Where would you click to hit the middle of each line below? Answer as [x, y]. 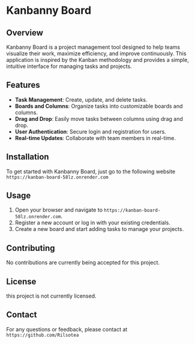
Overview [25, 33]
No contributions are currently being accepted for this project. [83, 263]
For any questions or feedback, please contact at [67, 329]
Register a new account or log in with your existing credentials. [93, 223]
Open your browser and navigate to [59, 210]
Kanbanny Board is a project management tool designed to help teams [93, 47]
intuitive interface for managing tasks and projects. [69, 66]
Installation [28, 157]
